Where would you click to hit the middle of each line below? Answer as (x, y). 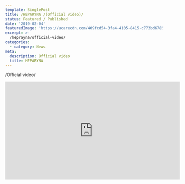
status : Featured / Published (37, 19)
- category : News (28, 47)
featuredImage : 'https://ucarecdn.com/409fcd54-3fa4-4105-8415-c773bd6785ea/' (89, 28)
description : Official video (40, 56)
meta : (11, 51)
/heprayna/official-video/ (38, 38)
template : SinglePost (28, 10)
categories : (17, 42)
